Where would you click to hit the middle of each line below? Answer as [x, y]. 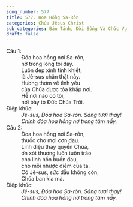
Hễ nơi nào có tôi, [43, 96]
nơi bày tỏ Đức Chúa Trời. [53, 102]
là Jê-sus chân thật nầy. [51, 77]
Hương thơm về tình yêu [51, 83]
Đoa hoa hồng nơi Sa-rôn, [53, 134]
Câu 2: [14, 128]
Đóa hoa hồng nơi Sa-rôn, [53, 58]
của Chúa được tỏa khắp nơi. [57, 89]
